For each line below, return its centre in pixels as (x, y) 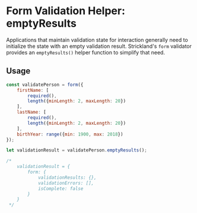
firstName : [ (33, 90)
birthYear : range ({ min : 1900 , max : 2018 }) (70, 134)
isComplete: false (61, 188)
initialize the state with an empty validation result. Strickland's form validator (99, 46)
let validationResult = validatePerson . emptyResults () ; (77, 150)
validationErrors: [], (66, 183)
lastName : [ (31, 112)
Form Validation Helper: (66, 11)
